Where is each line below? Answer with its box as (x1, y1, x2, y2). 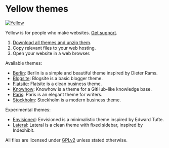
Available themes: (5, 60, 42, 66)
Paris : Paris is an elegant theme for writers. (12, 91, 103, 97)
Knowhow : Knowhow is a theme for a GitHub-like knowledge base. (12, 86, 152, 92)
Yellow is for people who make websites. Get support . (5, 29, 117, 35)
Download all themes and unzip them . (12, 39, 92, 46)
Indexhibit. (12, 127, 35, 133)
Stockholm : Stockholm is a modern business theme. (12, 97, 121, 103)
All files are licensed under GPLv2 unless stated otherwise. (5, 137, 128, 143)
